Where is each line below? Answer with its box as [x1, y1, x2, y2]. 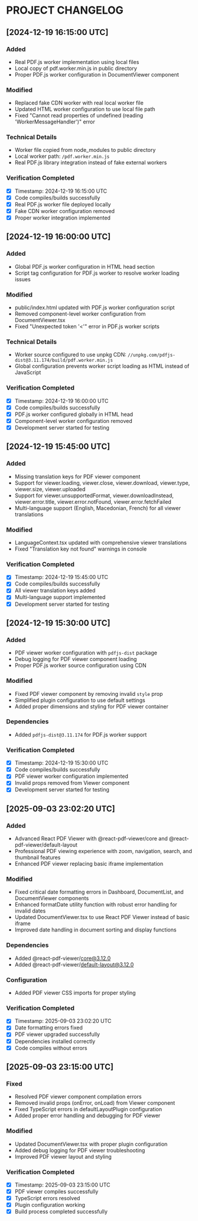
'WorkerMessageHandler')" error [14, 118, 96, 125]
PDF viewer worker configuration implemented [14, 772, 129, 780]
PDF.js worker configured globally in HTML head [14, 411, 134, 418]
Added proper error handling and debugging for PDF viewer [14, 1112, 161, 1119]
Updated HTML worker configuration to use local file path [14, 106, 155, 113]
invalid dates [14, 907, 46, 914]
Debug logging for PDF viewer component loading [14, 656, 137, 663]
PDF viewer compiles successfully [14, 1188, 99, 1195]
